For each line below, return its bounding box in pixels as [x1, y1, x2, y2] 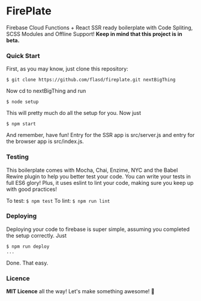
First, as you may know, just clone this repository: [6, 65, 128, 72]
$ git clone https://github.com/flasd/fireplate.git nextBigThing [6, 77, 176, 83]
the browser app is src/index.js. [6, 138, 84, 145]
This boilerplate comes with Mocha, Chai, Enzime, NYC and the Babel [6, 166, 178, 174]
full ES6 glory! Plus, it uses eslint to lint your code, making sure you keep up [6, 179, 194, 186]
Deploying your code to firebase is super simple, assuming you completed [6, 226, 190, 233]
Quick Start [6, 51, 40, 60]
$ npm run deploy [6, 244, 50, 250]
